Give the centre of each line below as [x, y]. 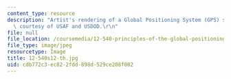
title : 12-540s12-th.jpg [43, 58]
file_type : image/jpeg [40, 45]
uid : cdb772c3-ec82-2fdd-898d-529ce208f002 [70, 65]
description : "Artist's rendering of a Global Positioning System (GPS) [113, 20]
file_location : [29, 39]
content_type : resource [41, 13]
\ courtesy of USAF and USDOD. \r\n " [66, 26]
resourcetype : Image [37, 52]
